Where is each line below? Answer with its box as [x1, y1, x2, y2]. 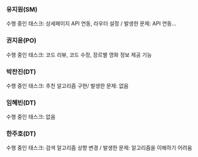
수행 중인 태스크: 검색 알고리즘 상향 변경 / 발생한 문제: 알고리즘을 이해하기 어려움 [6, 144, 193, 152]
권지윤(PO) [6, 36, 37, 45]
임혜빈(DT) [6, 98, 36, 107]
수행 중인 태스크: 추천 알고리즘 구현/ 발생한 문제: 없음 [6, 82, 129, 89]
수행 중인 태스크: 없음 [6, 113, 55, 121]
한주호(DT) [6, 130, 36, 138]
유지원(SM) [6, 5, 38, 13]
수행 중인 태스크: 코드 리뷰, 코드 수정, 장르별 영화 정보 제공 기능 [6, 51, 152, 58]
